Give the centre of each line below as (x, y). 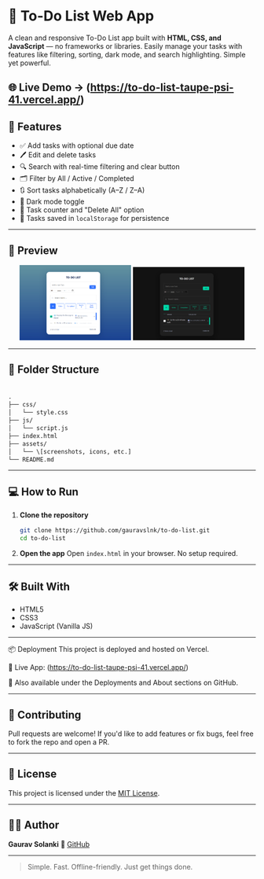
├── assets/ (27, 443)
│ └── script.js (38, 428)
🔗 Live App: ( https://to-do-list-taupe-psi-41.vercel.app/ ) (98, 668)
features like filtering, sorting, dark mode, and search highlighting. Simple (127, 54)
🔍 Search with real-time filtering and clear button (99, 167)
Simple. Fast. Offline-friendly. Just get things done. (110, 866)
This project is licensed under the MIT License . (84, 793)
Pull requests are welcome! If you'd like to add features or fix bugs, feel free (131, 734)
